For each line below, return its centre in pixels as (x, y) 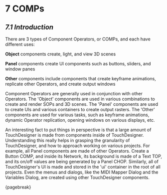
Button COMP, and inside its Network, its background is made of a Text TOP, (84, 156)
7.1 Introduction (29, 27)
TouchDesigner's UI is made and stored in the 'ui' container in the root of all (83, 167)
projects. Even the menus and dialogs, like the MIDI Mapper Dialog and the (82, 172)
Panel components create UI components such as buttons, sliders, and (78, 64)
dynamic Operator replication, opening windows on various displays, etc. (80, 120)
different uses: (20, 44)
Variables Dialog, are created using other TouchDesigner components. (77, 177)
